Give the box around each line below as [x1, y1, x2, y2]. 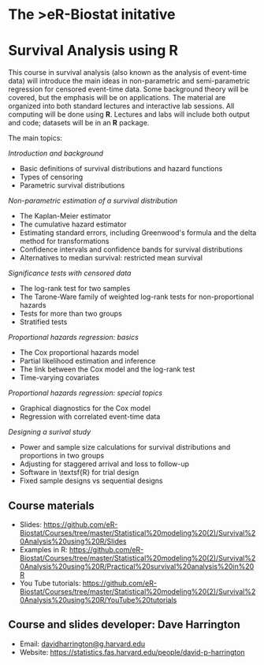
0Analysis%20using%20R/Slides [19, 536, 128, 546]
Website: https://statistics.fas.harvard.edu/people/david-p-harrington [19, 647, 246, 656]
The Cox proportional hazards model [19, 348, 139, 357]
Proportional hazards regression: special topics [8, 388, 163, 398]
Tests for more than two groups [19, 309, 122, 319]
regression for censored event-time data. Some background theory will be [8, 84, 249, 94]
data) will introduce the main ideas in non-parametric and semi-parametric [8, 77, 251, 86]
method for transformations [19, 237, 110, 246]
